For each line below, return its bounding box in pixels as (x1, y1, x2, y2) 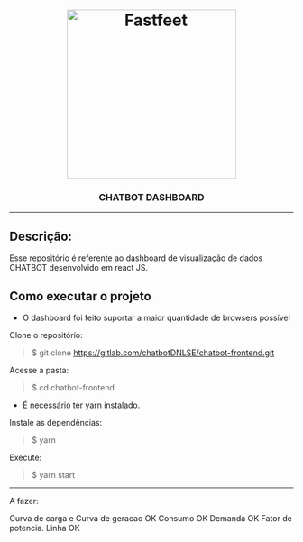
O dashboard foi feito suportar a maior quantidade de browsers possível (22, 312, 290, 324)
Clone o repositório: (9, 330, 83, 341)
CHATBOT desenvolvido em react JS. (9, 262, 149, 273)
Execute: (9, 452, 42, 464)
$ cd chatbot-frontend (31, 382, 115, 393)
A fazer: (9, 496, 39, 507)
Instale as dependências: (9, 418, 103, 428)
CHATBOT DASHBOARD (98, 191, 205, 204)
